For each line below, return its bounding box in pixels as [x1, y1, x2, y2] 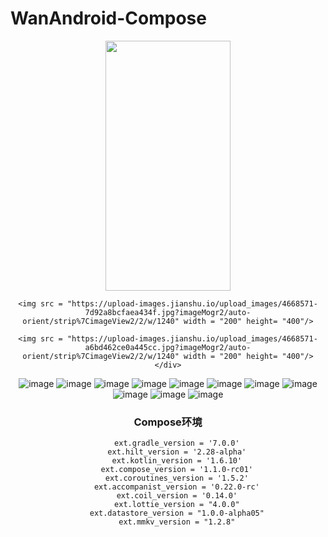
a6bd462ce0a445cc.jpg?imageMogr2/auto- [84, 342, 252, 352]
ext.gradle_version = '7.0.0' [114, 438, 240, 449]
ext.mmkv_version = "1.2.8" [118, 517, 236, 527]
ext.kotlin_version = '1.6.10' [111, 456, 243, 466]
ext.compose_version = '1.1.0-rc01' [100, 465, 254, 475]
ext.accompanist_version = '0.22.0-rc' [93, 482, 260, 492]
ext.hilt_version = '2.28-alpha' [107, 447, 247, 457]
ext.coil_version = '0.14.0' [116, 491, 238, 501]
